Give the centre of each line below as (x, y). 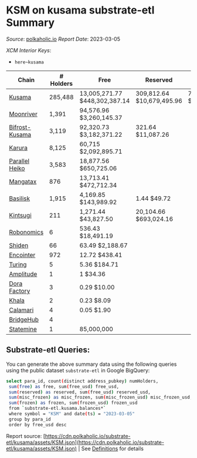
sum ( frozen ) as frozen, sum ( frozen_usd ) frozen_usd (73, 403)
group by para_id (30, 419)
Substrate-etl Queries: (48, 350)
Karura (18, 147)
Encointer (22, 255)
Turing (18, 264)
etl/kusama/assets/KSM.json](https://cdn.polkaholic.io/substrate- (85, 442)
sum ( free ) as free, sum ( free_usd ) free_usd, (64, 386)
